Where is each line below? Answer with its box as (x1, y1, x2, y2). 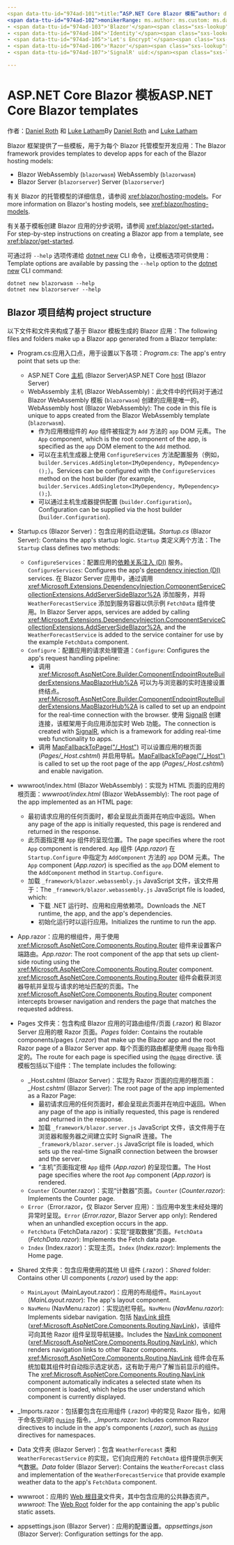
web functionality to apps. (38, 734, 114, 743)
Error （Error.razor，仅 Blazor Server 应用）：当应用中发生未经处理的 (27, 1202, 224, 1210)
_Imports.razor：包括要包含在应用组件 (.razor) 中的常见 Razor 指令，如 (17, 1406, 220, 1415)
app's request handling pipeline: (27, 653, 120, 662)
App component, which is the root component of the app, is (38, 434, 208, 443)
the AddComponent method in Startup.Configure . (27, 868, 164, 876)
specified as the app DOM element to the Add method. (38, 442, 192, 450)
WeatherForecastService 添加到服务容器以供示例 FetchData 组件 (27, 599, 210, 607)
